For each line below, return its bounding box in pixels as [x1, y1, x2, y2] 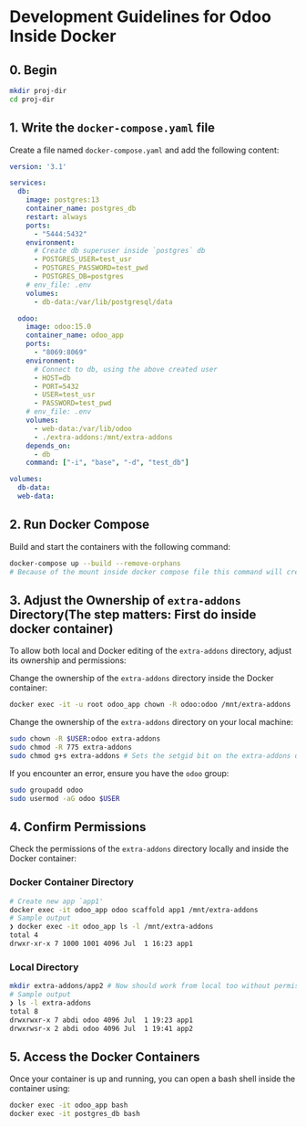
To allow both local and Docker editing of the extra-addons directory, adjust [9, 646, 292, 657]
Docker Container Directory [9, 876, 135, 889]
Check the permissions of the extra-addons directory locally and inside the [9, 843, 290, 855]
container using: [9, 1083, 71, 1094]
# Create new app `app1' [9, 897, 104, 906]
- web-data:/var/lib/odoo [33, 424, 132, 433]
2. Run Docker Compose [9, 517, 150, 532]
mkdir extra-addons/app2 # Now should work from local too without [9, 982, 271, 991]
